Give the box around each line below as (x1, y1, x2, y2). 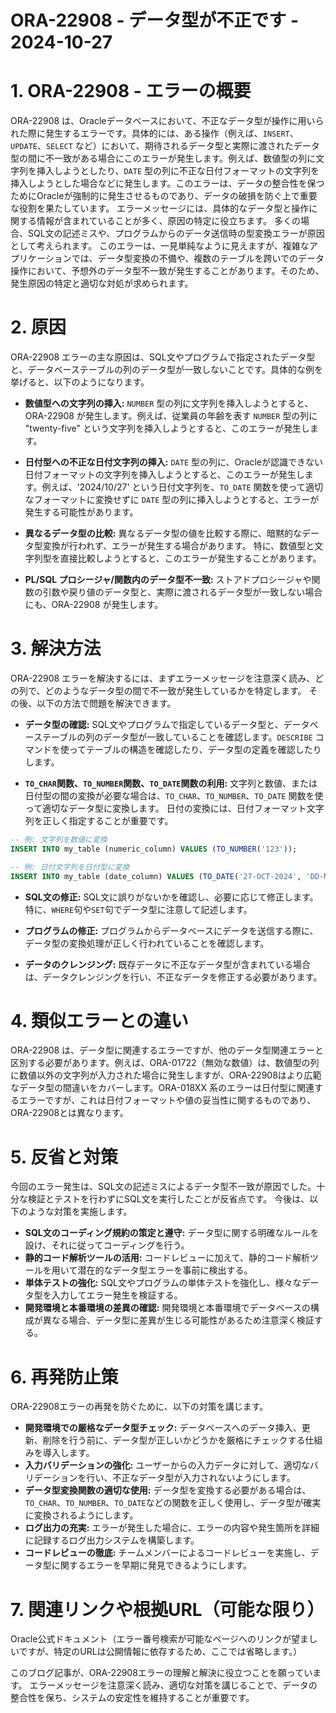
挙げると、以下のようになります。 (10, 376, 150, 388)
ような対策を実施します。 (27, 1206, 133, 1218)
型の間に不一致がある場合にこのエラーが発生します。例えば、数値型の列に (10, 152, 317, 165)
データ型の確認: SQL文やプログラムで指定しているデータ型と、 (24, 719, 284, 730)
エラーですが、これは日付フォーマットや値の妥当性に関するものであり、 (18, 1094, 317, 1106)
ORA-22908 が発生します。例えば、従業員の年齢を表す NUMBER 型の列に (24, 410, 318, 422)
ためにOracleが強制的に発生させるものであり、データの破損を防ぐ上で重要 (10, 190, 318, 202)
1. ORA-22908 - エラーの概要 (10, 80, 252, 103)
